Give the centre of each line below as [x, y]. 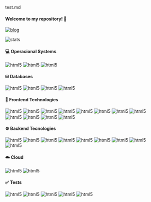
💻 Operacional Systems [31, 51]
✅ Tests [13, 182]
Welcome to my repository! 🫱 [36, 19]
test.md [13, 7]
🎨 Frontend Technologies [32, 99]
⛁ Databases [19, 76]
